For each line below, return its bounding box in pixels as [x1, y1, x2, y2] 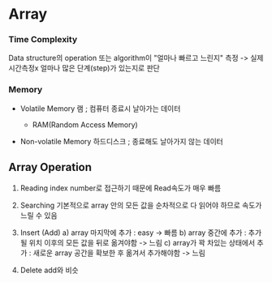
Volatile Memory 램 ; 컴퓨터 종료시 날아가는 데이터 [19, 103, 181, 113]
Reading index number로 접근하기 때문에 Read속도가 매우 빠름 [19, 183, 222, 193]
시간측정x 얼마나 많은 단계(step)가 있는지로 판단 [8, 63, 160, 73]
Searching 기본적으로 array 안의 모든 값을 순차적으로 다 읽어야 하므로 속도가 [19, 200, 262, 210]
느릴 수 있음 [19, 210, 58, 220]
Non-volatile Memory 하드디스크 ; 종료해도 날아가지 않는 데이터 [19, 136, 223, 146]
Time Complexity [8, 34, 78, 45]
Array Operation [8, 160, 92, 174]
